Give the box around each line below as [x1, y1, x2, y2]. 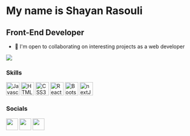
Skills [6, 69, 22, 77]
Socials [6, 104, 28, 113]
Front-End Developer [6, 28, 84, 38]
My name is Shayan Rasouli [6, 4, 143, 18]
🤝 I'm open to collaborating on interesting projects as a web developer [14, 43, 185, 50]
